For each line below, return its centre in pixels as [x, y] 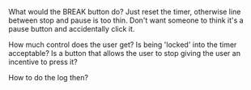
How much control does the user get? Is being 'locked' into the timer [123, 45]
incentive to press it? [43, 62]
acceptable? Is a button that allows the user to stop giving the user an [125, 53]
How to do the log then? [49, 77]
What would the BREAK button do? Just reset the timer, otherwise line [125, 12]
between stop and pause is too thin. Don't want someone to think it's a [126, 20]
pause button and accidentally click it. [72, 29]
